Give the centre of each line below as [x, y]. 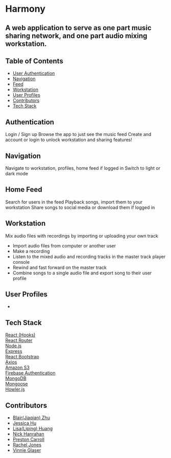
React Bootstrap [22, 357]
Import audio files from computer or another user [64, 245]
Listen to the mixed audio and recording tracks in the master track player [89, 257]
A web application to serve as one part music [78, 28]
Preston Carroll [29, 440]
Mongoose [17, 384]
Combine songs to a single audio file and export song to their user [82, 273]
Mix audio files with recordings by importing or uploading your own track [82, 236]
